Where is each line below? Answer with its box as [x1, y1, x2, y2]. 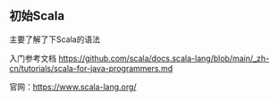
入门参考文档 [9, 53, 56, 63]
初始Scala [9, 8, 65, 24]
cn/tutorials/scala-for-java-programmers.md [9, 63, 173, 73]
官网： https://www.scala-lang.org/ [9, 81, 137, 92]
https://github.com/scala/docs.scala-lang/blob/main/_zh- [57, 53, 270, 63]
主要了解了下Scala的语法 [9, 34, 101, 45]
